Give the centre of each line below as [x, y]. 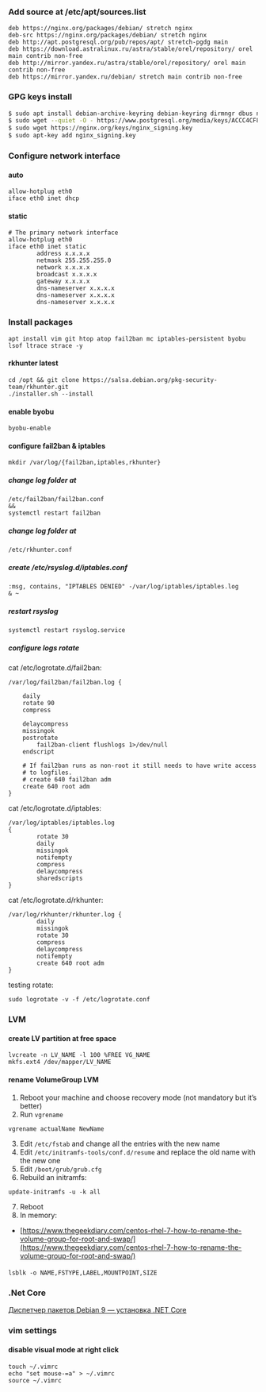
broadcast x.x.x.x [67, 275]
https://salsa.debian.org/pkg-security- [150, 380]
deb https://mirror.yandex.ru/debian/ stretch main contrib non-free [125, 77]
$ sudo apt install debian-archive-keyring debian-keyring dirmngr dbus [131, 114]
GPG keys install [40, 97]
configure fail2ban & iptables [57, 445]
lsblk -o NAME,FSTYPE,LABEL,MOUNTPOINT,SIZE [83, 1273]
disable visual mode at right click [64, 1349]
